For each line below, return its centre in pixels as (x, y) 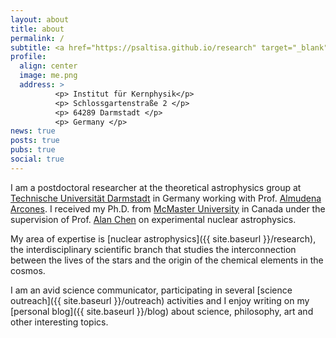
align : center (48, 66)
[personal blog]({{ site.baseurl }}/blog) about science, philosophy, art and (162, 311)
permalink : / (37, 38)
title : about (37, 29)
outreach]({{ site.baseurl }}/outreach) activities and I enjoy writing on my (160, 300)
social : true (37, 159)
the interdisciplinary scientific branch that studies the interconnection (153, 249)
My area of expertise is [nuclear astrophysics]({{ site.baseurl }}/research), (163, 238)
